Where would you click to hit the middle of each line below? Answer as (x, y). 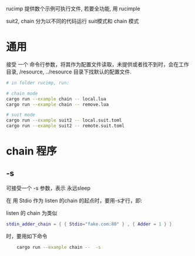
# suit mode (21, 115)
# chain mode (22, 93)
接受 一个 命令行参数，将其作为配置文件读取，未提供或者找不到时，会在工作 (97, 64)
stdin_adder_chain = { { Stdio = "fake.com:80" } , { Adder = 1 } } (89, 224)
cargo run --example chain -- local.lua (56, 99)
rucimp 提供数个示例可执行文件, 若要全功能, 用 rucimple (73, 9)
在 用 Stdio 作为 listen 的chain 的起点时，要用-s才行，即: (74, 201)
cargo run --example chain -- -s (59, 247)
